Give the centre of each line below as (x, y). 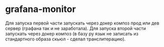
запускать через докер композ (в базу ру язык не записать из (72, 33)
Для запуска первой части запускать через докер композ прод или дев (82, 23)
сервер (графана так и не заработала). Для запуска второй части (76, 28)
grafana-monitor (41, 9)
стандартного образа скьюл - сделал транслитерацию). (65, 39)
